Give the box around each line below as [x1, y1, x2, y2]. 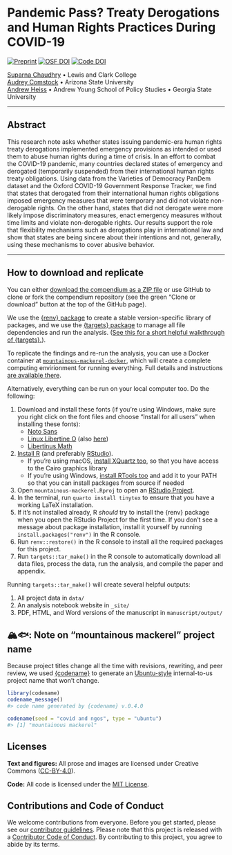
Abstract [7, 119, 46, 131]
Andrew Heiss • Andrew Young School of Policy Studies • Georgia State [7, 85, 212, 93]
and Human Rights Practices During [7, 19, 216, 35]
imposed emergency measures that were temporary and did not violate [7, 196, 209, 205]
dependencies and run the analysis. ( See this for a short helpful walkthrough [7, 328, 225, 336]
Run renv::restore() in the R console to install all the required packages [17, 537, 224, 546]
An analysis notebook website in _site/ [17, 600, 130, 609]
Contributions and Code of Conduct [7, 800, 164, 811]
